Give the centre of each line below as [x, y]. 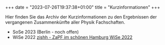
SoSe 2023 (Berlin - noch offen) [46, 32]
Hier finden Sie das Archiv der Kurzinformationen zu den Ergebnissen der [81, 17]
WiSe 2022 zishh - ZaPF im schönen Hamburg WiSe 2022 [72, 37]
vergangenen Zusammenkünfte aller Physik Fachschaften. [65, 22]
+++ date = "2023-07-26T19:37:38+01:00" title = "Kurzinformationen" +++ [83, 7]
